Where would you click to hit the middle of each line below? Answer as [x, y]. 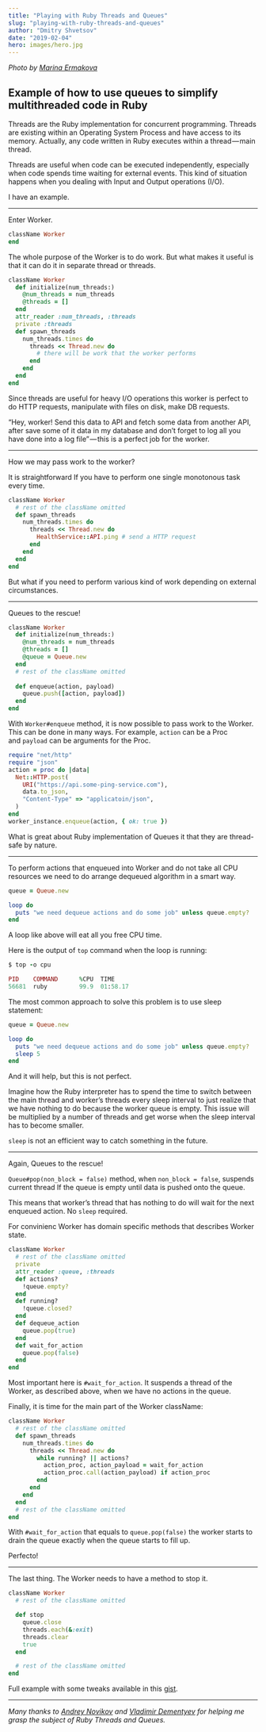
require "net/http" [40, 755]
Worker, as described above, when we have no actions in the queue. [120, 1391]
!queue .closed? [47, 1309]
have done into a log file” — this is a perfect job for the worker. [109, 439]
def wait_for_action [49, 1346]
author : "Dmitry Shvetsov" [53, 30]
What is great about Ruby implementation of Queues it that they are [118, 836]
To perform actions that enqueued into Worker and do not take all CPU [123, 868]
